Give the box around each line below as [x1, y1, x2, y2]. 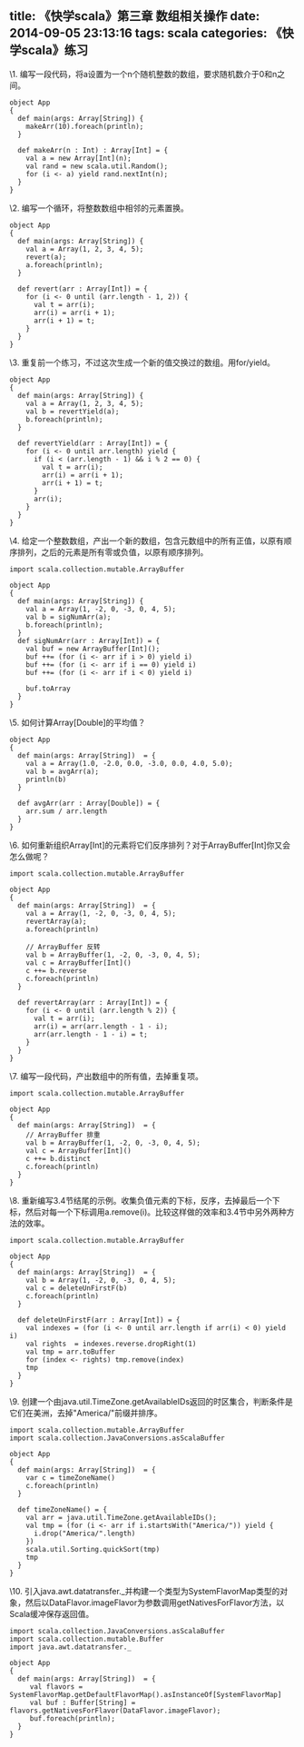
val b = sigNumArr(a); [25, 612, 112, 621]
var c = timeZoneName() [25, 1473, 116, 1483]
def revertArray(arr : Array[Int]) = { [17, 998, 169, 1007]
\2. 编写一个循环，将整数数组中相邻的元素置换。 [9, 203, 189, 213]
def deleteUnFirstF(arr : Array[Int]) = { [17, 1315, 181, 1325]
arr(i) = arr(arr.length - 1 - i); [33, 1021, 169, 1031]
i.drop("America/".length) [33, 1529, 136, 1538]
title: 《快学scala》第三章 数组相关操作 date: [9, 8, 260, 25]
